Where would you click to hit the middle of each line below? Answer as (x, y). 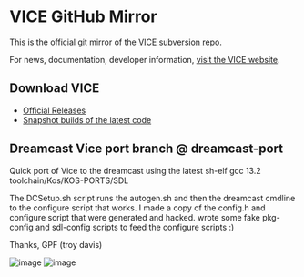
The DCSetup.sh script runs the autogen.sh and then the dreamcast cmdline (152, 198)
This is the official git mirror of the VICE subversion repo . (116, 42)
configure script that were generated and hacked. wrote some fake (135, 217)
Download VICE (55, 88)
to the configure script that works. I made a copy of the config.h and (137, 208)
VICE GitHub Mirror (83, 17)
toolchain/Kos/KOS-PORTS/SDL (69, 180)
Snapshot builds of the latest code (87, 119)
